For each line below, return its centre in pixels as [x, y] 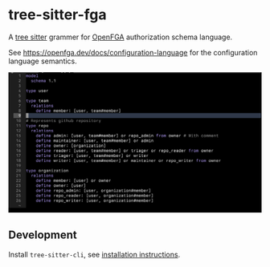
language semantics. [43, 61]
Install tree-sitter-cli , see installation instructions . [94, 254]
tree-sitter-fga [57, 15]
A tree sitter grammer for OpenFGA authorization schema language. [121, 37]
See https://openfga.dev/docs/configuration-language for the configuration [133, 52]
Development [43, 235]
